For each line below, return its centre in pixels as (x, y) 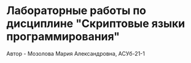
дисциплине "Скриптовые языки (96, 24)
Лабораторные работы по (76, 11)
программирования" (63, 37)
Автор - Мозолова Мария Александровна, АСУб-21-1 (76, 53)
